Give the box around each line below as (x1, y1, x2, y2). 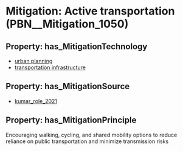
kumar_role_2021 (14, 97, 57, 104)
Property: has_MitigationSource (5, 81, 130, 92)
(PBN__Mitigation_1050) (5, 17, 129, 31)
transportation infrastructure (14, 64, 86, 71)
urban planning (14, 58, 53, 64)
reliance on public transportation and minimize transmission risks (5, 138, 169, 145)
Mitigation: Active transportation (5, 4, 175, 18)
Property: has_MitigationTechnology (5, 41, 148, 52)
